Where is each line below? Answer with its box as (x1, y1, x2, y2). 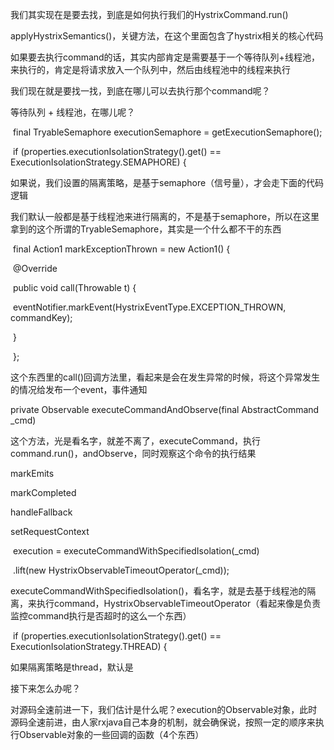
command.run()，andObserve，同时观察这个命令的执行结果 (10, 448, 257, 459)
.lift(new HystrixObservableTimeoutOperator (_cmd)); (12, 564, 230, 576)
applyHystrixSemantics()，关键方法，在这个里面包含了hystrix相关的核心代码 (10, 30, 324, 42)
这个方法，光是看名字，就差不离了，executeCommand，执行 (10, 435, 262, 447)
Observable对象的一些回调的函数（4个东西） (18, 729, 205, 740)
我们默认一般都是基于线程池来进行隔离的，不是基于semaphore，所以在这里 (10, 211, 320, 222)
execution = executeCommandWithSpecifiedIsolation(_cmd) (12, 545, 260, 557)
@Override (12, 263, 58, 274)
